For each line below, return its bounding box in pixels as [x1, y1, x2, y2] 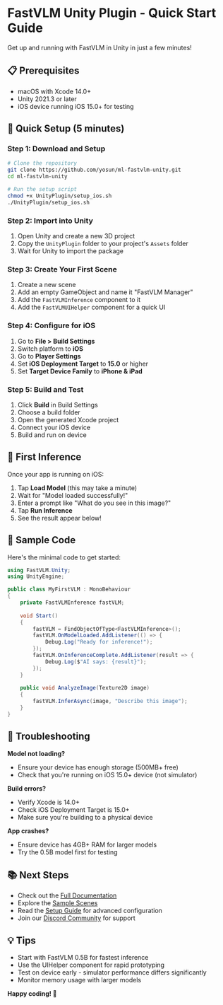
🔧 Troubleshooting [7, 731, 90, 743]
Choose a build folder [17, 408, 81, 417]
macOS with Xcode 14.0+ [17, 87, 92, 95]
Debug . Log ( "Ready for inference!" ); [44, 639, 153, 646]
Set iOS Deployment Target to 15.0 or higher [17, 359, 149, 368]
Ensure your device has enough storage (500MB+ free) [17, 762, 179, 772]
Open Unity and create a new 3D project [17, 231, 135, 240]
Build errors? [7, 784, 47, 793]
